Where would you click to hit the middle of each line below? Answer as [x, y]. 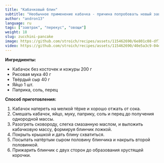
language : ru [18, 23]
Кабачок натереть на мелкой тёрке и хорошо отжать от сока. [76, 109]
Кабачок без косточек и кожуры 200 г [52, 69]
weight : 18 [16, 32]
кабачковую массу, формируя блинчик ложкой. [62, 129]
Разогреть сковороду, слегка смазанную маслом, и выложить [77, 124]
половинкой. [25, 145]
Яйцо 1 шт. [23, 84]
